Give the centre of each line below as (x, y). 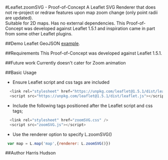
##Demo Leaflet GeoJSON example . (42, 43)
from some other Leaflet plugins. (39, 34)
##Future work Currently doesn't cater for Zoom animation (65, 63)
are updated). (19, 18)
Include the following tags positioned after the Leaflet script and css (82, 105)
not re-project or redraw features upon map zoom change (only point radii (81, 12)
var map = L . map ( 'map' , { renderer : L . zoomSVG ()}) (59, 143)
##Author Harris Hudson (30, 153)
